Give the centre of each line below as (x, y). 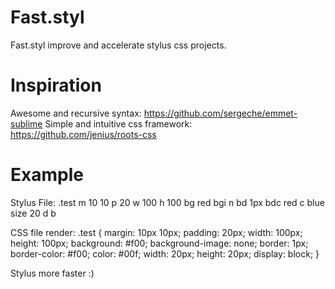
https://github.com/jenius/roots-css (83, 134)
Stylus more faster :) (52, 273)
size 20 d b (33, 213)
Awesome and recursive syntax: (76, 113)
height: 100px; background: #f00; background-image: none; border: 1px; (159, 243)
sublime (26, 123)
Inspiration (56, 85)
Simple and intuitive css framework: (118, 123)
